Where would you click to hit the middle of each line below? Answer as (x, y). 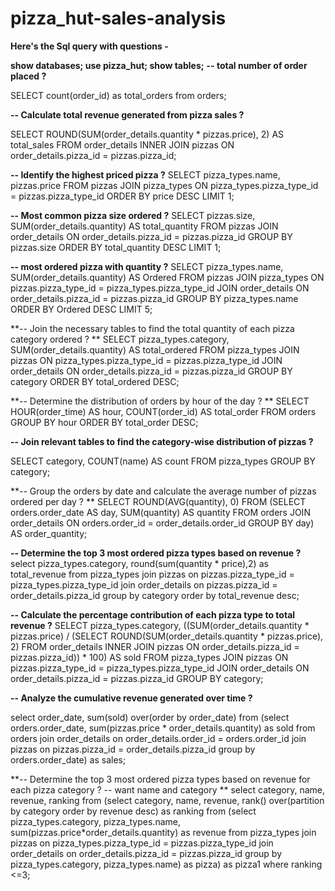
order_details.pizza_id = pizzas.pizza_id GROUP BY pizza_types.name (154, 298)
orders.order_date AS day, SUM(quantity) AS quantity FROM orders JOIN (160, 512)
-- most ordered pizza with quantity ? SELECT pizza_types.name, (147, 266)
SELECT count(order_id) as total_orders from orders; (118, 95)
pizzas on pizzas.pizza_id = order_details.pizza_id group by (133, 749)
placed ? (28, 76)
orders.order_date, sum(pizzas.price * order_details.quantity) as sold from (163, 728)
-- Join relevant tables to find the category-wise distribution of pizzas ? (162, 441)
